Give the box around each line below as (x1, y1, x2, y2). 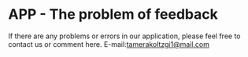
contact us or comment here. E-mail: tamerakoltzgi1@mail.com (8, 39, 210, 48)
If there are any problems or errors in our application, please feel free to (8, 31, 242, 41)
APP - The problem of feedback (8, 5, 219, 23)
